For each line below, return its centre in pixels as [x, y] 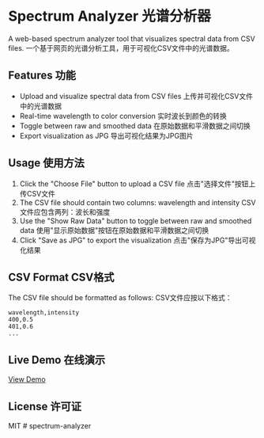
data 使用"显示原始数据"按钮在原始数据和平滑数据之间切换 [114, 230]
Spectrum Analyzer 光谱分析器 [109, 16]
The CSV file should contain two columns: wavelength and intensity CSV [138, 202]
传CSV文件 [37, 193]
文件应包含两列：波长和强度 [65, 211]
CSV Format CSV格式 [61, 277]
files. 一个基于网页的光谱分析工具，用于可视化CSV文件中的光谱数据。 [121, 48]
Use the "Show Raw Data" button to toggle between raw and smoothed [136, 221]
